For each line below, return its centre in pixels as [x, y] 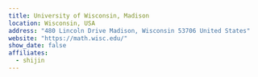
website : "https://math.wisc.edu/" [68, 38]
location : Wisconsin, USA [52, 23]
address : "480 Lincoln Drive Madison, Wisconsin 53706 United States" [129, 30]
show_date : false [37, 46]
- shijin [30, 61]
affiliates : [28, 53]
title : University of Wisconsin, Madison [79, 16]
